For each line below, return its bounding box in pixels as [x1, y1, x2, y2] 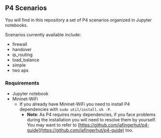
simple [12, 62, 26, 68]
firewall [12, 41, 27, 47]
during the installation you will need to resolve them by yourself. [27, 117, 156, 123]
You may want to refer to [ [27, 122, 80, 128]
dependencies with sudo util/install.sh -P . [19, 107, 111, 112]
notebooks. [5, 22, 28, 28]
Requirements [5, 80, 40, 86]
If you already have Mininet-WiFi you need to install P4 [19, 101, 130, 107]
